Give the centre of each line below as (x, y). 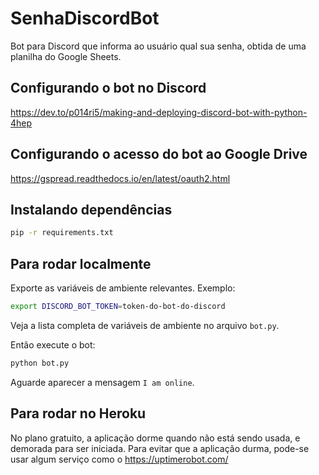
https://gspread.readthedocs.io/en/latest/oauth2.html (120, 178)
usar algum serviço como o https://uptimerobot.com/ (119, 459)
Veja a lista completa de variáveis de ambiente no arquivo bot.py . (145, 325)
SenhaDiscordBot (85, 18)
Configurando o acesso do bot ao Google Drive (159, 154)
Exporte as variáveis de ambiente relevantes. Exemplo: (123, 288)
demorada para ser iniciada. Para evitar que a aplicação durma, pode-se (160, 448)
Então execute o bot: (53, 344)
